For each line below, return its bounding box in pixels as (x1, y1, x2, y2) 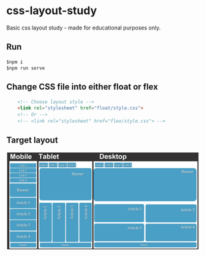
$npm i (6, 59, 23, 65)
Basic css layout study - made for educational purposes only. (6, 24, 161, 31)
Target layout (6, 135, 58, 145)
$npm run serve (6, 65, 45, 71)
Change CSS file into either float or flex (6, 82, 158, 92)
